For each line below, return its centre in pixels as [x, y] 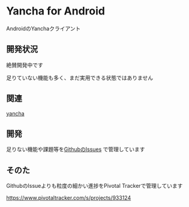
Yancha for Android [55, 11]
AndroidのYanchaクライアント [43, 28]
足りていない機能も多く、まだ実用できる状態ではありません [80, 78]
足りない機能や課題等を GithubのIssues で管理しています [76, 149]
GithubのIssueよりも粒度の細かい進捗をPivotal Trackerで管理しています [94, 186]
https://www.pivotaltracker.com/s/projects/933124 [69, 198]
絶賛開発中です [25, 65]
